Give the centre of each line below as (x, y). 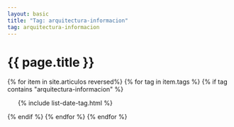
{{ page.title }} (51, 62)
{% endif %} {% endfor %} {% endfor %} (67, 117)
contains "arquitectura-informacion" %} (66, 89)
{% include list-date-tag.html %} (65, 103)
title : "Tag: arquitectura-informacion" (68, 21)
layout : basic (28, 14)
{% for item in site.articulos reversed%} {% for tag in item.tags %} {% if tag (117, 82)
